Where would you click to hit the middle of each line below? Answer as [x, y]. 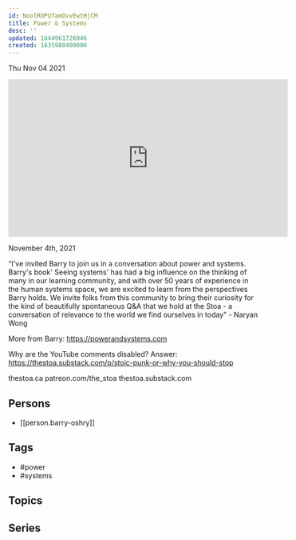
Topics [26, 501]
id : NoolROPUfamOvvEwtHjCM [53, 16]
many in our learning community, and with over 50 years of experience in [128, 281]
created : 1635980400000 [48, 46]
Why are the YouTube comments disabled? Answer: [93, 354]
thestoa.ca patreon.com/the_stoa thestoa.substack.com [100, 378]
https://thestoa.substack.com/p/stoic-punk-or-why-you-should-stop [121, 363]
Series [25, 528]
